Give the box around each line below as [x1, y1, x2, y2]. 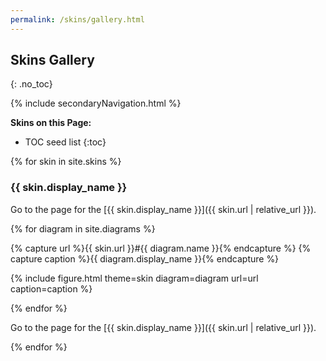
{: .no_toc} [10, 78, 53, 90]
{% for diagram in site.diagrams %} [10, 222, 156, 235]
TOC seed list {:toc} [24, 136, 107, 148]
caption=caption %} [10, 282, 93, 295]
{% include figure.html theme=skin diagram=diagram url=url [10, 272, 259, 284]
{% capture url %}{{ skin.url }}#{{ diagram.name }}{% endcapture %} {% [10, 242, 312, 254]
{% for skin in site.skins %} [10, 156, 122, 168]
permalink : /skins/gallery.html [10, 14, 145, 25]
